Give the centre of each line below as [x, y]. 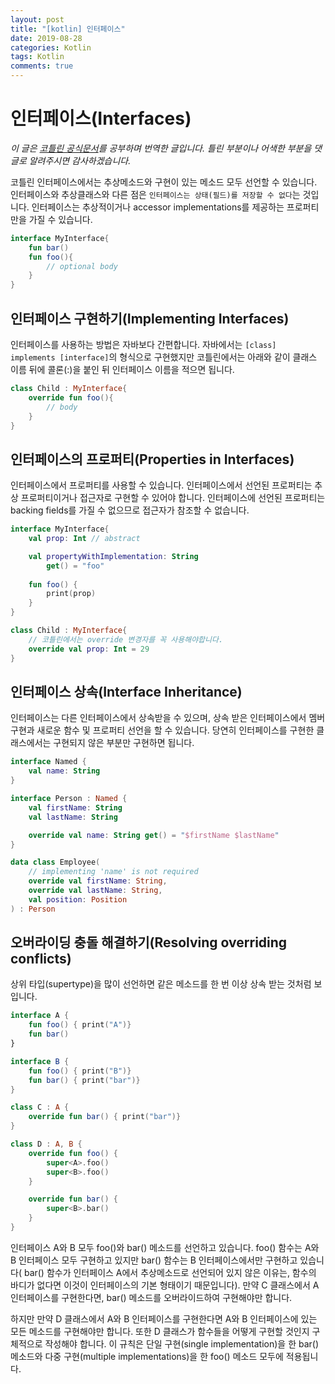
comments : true [42, 66]
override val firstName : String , [98, 881]
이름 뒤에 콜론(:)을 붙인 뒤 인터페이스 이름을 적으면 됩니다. [122, 369]
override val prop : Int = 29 [89, 649]
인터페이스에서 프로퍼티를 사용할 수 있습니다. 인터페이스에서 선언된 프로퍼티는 [161, 485]
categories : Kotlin [51, 47]
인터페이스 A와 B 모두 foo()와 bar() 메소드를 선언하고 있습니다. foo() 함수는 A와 [165, 1247]
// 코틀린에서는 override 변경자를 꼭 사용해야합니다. [126, 639]
